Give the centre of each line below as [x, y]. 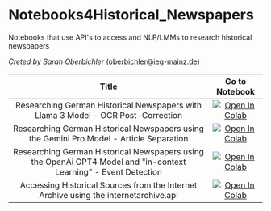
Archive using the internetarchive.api [109, 195]
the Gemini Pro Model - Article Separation [108, 138]
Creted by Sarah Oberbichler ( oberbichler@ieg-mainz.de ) [104, 61]
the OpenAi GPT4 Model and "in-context [109, 162]
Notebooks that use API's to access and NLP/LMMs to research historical [130, 37]
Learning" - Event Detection [109, 171]
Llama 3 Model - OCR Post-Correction [109, 115]
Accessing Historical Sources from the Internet [108, 185]
